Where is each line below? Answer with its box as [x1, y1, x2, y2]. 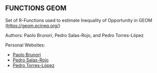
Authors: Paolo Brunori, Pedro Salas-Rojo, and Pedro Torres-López [5, 32, 144, 38]
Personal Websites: [5, 42, 45, 48]
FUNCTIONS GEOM [5, 4, 67, 12]
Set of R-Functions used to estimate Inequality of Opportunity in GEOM [5, 17, 152, 23]
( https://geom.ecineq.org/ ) [5, 22, 60, 28]
